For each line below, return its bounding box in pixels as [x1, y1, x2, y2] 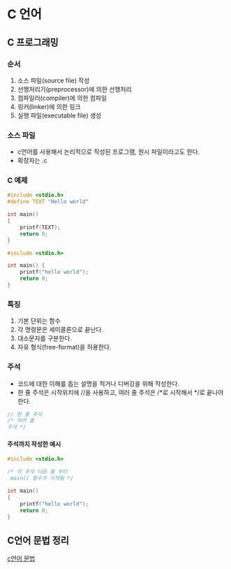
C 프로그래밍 [7, 36, 59, 48]
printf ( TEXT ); [20, 224, 61, 231]
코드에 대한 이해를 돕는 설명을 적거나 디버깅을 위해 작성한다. [17, 379, 180, 388]
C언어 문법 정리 [7, 534, 70, 546]
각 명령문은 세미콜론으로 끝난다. [17, 326, 103, 334]
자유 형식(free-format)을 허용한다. [17, 343, 112, 352]
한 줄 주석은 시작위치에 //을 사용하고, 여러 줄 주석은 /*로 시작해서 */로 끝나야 [17, 388, 224, 396]
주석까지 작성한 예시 [7, 440, 61, 448]
